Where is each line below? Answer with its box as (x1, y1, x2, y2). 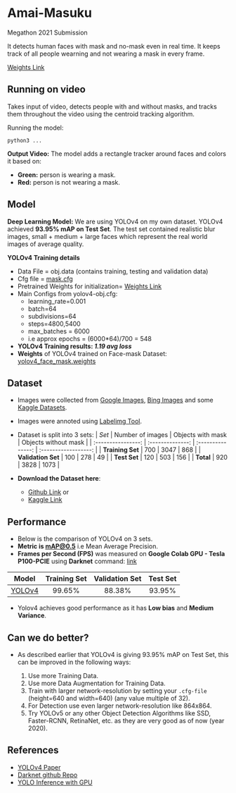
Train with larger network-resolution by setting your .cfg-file (27, 687, 207, 695)
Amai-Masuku (7, 5, 93, 21)
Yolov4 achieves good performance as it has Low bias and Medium (17, 604, 214, 613)
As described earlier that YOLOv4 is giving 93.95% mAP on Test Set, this (17, 651, 229, 658)
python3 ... (7, 137, 42, 144)
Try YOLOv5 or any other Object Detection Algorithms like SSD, (27, 709, 211, 717)
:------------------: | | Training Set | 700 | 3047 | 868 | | (39, 445, 202, 454)
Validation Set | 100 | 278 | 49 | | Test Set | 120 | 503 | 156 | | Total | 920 (17, 453, 228, 462)
